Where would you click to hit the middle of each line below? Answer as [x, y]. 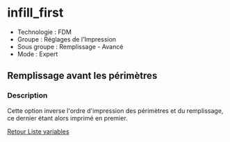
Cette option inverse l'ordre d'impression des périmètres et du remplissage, [115, 110]
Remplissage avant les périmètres [82, 76]
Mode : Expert [38, 54]
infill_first [35, 13]
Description [27, 96]
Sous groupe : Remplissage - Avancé [70, 46]
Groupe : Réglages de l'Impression [67, 39]
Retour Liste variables [38, 131]
